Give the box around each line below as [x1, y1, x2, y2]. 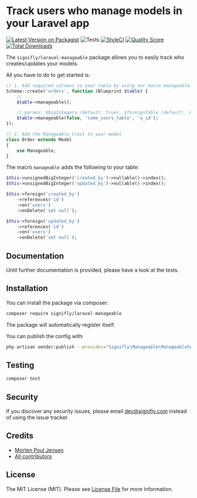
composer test [6, 376, 41, 382]
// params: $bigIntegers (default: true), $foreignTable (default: [16, 110, 185, 116]
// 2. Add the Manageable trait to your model [6, 131, 122, 138]
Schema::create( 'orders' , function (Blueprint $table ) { [6, 88, 148, 94]
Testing [6, 360, 35, 370]
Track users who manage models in [6, 4, 183, 18]
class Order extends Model [6, 136, 72, 142]
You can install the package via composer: [6, 299, 108, 306]
